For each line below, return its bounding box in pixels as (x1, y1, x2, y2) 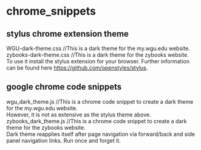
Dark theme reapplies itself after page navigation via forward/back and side (6, 130, 196, 138)
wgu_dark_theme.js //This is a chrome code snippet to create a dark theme (6, 98, 194, 105)
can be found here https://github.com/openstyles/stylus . (6, 64, 148, 71)
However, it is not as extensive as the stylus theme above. (6, 111, 151, 118)
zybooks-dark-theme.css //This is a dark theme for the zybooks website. (6, 51, 189, 59)
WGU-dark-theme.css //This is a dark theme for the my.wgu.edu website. (6, 45, 190, 52)
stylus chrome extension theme (6, 29, 129, 39)
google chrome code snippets (6, 82, 122, 92)
